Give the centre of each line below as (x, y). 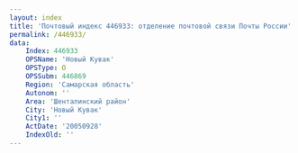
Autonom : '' (48, 93)
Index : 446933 (52, 51)
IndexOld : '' (50, 135)
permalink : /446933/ (48, 34)
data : (19, 43)
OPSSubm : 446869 (56, 76)
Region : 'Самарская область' (80, 85)
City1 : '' (44, 118)
